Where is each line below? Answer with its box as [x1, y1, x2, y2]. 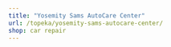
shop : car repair [8, 26, 67, 34]
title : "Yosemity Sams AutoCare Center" [8, 11, 146, 20]
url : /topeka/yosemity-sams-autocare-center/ [8, 19, 163, 27]
